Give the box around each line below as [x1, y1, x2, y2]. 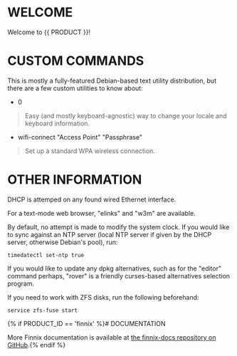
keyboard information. [24, 119, 90, 127]
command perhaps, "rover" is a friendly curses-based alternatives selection [7, 271, 230, 280]
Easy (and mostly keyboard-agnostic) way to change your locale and [24, 111, 227, 120]
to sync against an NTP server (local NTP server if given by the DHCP [7, 230, 212, 239]
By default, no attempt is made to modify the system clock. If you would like [7, 222, 230, 231]
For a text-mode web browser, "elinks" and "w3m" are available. [7, 209, 196, 217]
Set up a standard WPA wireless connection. [24, 147, 155, 155]
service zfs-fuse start [7, 307, 78, 314]
